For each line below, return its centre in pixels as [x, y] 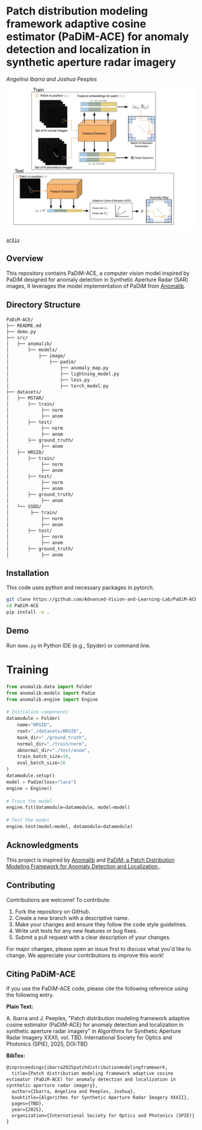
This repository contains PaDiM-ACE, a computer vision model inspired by [98, 273]
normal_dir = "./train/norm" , [52, 744]
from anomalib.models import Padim [51, 693]
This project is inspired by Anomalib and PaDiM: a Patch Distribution [90, 860]
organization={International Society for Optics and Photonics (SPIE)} [103, 1116]
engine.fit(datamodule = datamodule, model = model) [68, 807]
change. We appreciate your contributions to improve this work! [85, 955]
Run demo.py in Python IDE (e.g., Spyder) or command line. [78, 645]
